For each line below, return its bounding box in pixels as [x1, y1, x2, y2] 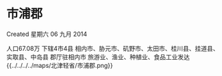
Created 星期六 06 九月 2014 [6, 30, 87, 38]
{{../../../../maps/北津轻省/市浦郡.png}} [6, 61, 114, 69]
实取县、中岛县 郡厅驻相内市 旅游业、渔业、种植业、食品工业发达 [6, 52, 190, 61]
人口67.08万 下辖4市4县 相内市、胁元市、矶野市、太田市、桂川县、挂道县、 [6, 44, 219, 52]
